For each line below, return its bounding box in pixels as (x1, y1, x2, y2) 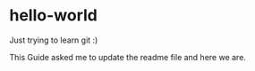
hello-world (9, 5, 98, 26)
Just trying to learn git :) (9, 35, 98, 45)
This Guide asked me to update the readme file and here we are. (9, 51, 246, 62)
